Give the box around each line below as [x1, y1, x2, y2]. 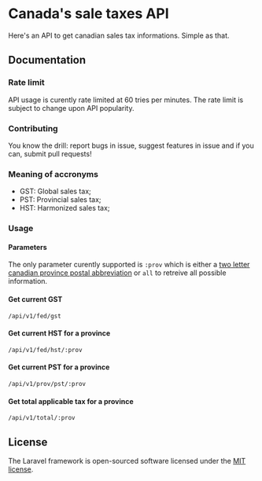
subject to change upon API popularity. [8, 103, 135, 112]
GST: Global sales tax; [19, 186, 92, 196]
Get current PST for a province [8, 362, 110, 372]
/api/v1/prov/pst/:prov [8, 380, 87, 387]
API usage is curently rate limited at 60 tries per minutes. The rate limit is [8, 95, 244, 105]
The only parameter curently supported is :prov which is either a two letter [8, 260, 250, 270]
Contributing [8, 123, 58, 134]
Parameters [8, 242, 47, 252]
